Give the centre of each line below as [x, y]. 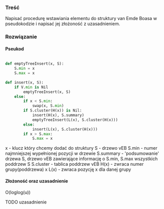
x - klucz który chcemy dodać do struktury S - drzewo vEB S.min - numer [81, 148]
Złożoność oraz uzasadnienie [37, 181]
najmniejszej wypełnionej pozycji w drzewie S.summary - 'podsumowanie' [82, 153]
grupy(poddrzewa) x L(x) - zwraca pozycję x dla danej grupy [68, 169]
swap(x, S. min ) [48, 106]
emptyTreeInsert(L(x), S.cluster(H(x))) [75, 120]
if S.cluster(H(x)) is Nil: [53, 111]
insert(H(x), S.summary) [58, 115]
